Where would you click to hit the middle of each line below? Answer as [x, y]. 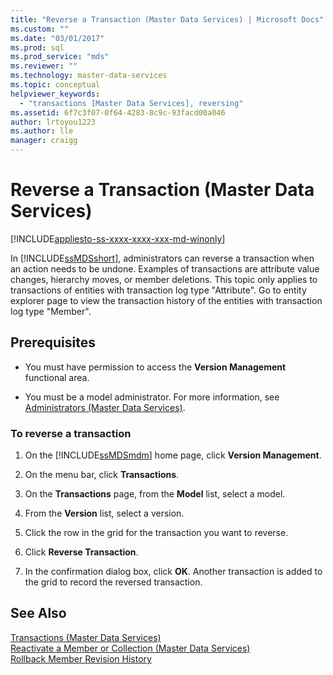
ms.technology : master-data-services [89, 76]
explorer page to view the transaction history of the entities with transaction [166, 300]
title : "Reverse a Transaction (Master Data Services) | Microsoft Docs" [167, 19]
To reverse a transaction [71, 433]
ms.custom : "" [40, 29]
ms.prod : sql [37, 47]
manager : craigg [44, 141]
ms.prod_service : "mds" [60, 57]
